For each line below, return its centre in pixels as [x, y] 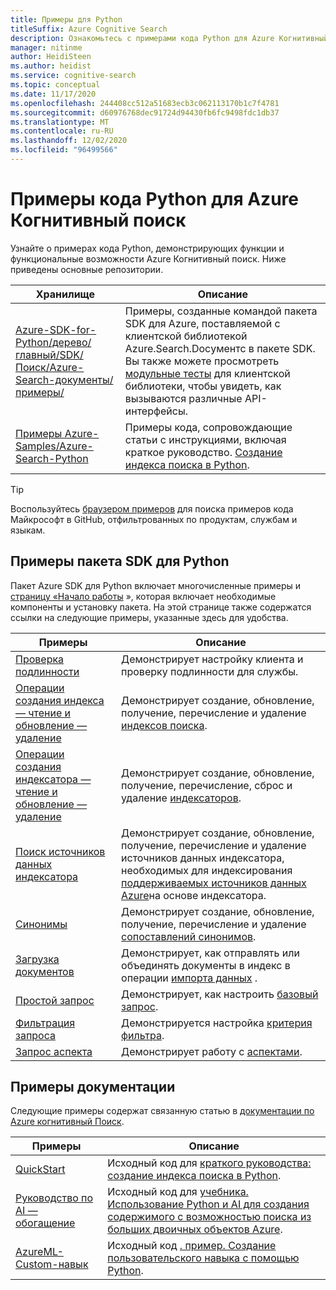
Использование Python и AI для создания [208, 1204]
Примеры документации [93, 1087]
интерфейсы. [156, 411]
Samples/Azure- [54, 446]
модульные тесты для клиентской [207, 373]
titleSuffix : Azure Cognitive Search [89, 29]
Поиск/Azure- [50, 367]
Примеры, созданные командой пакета [221, 311]
